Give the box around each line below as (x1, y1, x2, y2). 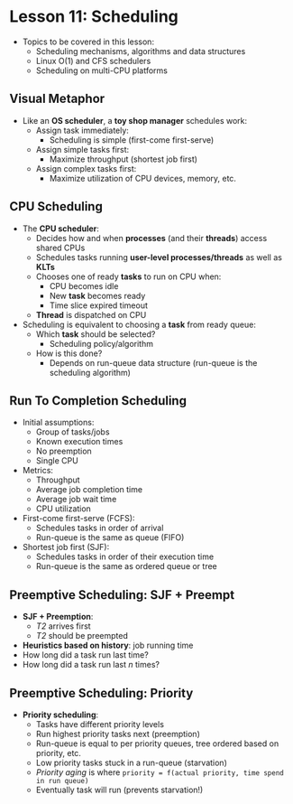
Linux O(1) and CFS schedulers (35, 55, 151, 66)
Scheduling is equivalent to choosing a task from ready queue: (22, 319, 257, 330)
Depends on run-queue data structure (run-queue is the (49, 357, 258, 368)
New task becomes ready (49, 290, 146, 301)
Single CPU (35, 455, 78, 466)
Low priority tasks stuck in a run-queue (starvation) (35, 757, 227, 768)
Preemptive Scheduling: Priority (9, 685, 194, 701)
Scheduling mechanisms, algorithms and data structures (35, 45, 246, 56)
